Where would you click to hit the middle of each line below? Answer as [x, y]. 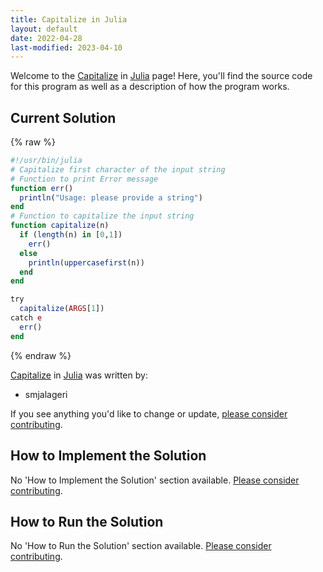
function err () [42, 188]
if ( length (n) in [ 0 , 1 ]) [71, 235]
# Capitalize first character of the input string [118, 169]
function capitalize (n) [60, 226]
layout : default [44, 29]
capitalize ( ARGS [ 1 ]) [62, 309]
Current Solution [63, 117]
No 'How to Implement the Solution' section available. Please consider [155, 480]
